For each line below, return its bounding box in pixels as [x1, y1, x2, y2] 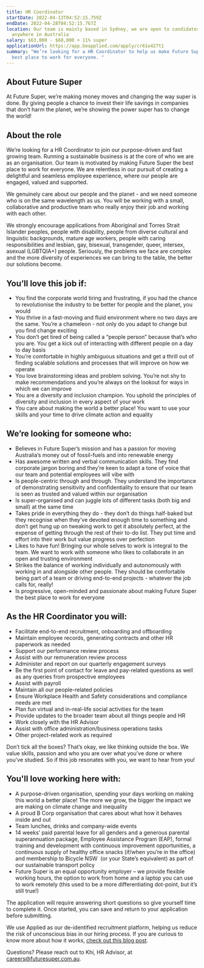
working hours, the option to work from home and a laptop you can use [15, 874, 194, 881]
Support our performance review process [15, 647, 120, 654]
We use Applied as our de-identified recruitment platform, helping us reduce [6, 924, 197, 931]
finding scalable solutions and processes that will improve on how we [15, 359, 189, 366]
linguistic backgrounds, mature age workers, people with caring [6, 235, 166, 242]
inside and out [15, 816, 51, 823]
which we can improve [15, 385, 72, 393]
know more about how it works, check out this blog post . [6, 936, 149, 944]
